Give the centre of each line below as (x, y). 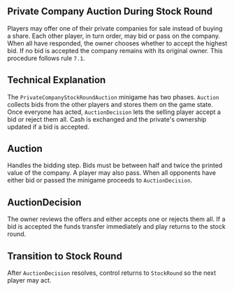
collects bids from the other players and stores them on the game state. (110, 104)
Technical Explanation (57, 80)
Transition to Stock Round (65, 256)
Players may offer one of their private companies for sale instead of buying (115, 28)
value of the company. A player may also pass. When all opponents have (112, 173)
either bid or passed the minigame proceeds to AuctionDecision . (100, 180)
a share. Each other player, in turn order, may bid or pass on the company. (114, 36)
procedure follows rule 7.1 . (46, 58)
